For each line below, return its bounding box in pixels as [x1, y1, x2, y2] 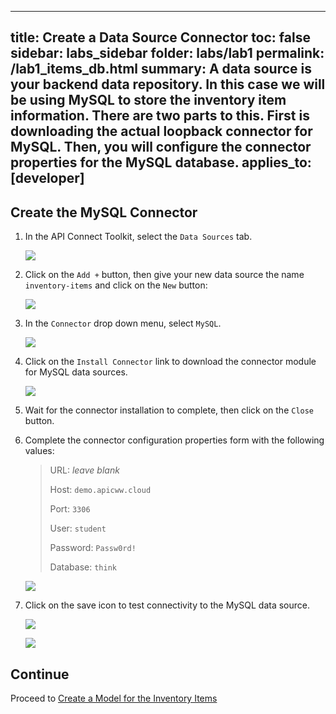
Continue [10, 666, 70, 683]
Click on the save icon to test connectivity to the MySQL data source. [24, 599, 311, 611]
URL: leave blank [49, 464, 120, 476]
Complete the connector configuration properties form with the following [24, 434, 325, 446]
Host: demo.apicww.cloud [49, 484, 152, 496]
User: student [49, 522, 107, 535]
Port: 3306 [49, 503, 91, 515]
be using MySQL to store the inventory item [10, 92, 287, 109]
